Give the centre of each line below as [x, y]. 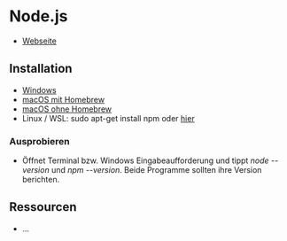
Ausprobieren [39, 141]
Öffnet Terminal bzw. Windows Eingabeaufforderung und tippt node [145, 160]
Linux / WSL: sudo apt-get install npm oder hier [108, 118]
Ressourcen [43, 207]
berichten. [41, 180]
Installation [41, 69]
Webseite [39, 41]
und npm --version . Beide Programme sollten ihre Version [157, 170]
